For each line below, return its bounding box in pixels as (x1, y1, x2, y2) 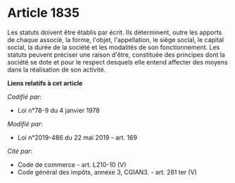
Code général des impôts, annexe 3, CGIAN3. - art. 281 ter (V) (17, 168, 197, 176)
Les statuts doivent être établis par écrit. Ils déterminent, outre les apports (7, 28, 222, 36)
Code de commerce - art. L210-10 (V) (17, 160, 127, 169)
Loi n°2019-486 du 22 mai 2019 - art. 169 (17, 133, 137, 142)
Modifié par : (7, 119, 44, 128)
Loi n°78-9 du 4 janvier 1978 (17, 106, 100, 114)
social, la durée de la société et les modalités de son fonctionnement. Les (7, 43, 220, 51)
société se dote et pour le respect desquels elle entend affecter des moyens (7, 57, 229, 66)
